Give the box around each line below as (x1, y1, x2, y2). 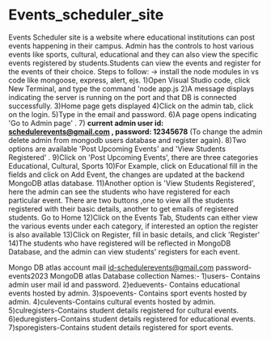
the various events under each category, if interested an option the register (8, 220, 259, 231)
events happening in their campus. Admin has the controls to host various (8, 40, 255, 50)
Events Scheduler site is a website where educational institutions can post (8, 32, 256, 42)
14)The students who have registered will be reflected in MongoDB (8, 238, 231, 248)
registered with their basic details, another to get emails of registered (8, 204, 239, 213)
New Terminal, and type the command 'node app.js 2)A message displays (8, 83, 255, 94)
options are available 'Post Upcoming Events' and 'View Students (8, 144, 227, 153)
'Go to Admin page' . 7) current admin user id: (8, 118, 164, 128)
